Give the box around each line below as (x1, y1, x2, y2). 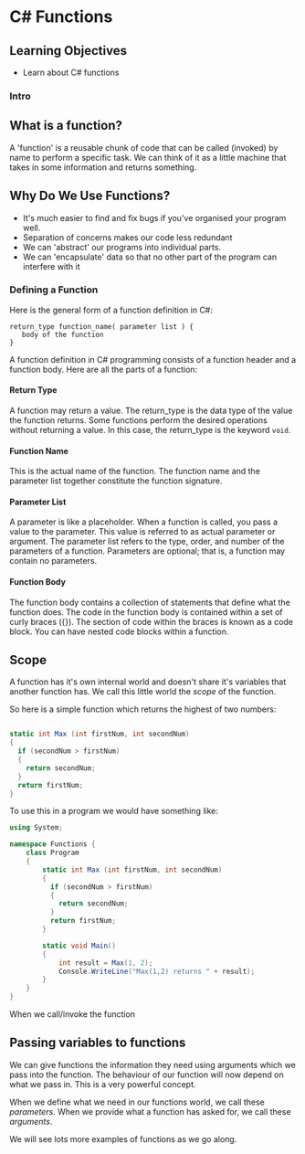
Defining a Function (9, 283, 99, 296)
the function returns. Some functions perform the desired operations (9, 415, 268, 426)
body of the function (21, 330, 104, 339)
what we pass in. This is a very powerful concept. (9, 1078, 196, 1089)
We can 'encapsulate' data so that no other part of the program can (22, 251, 277, 262)
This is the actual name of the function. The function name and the (9, 466, 260, 477)
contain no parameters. (9, 556, 98, 566)
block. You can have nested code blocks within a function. (9, 626, 229, 637)
